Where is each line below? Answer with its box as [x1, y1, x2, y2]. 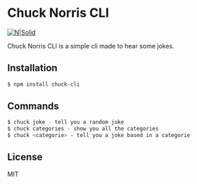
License [7, 151, 43, 163]
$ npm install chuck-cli [7, 81, 80, 88]
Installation [7, 62, 58, 74]
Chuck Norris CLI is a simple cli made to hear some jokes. [7, 41, 174, 50]
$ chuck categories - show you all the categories [7, 125, 159, 133]
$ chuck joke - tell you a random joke [7, 119, 125, 126]
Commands [7, 100, 60, 112]
